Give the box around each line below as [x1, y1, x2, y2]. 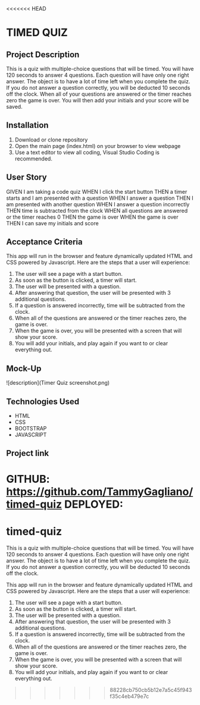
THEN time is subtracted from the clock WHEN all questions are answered [6, 207, 188, 214]
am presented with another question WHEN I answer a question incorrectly [6, 200, 190, 207]
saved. [6, 103, 23, 110]
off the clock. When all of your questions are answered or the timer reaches [6, 90, 192, 97]
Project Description [6, 49, 80, 59]
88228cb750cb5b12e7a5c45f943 [110, 686, 192, 693]
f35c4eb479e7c [110, 693, 149, 700]
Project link [6, 448, 49, 458]
